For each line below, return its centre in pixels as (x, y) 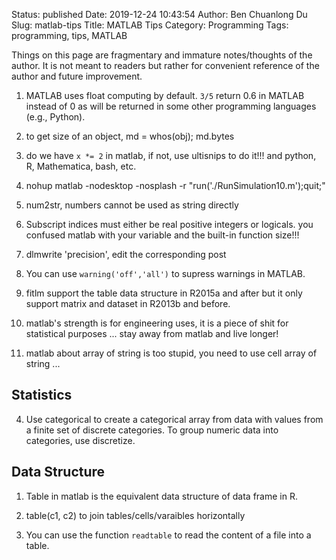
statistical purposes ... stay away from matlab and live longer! (152, 333)
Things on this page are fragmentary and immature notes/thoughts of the (162, 55)
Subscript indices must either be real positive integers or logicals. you (169, 224)
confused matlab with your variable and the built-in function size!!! (162, 235)
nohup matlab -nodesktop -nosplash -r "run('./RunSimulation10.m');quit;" (175, 185)
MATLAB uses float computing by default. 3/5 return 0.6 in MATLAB (165, 95)
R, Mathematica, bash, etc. (81, 166)
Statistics (42, 395)
